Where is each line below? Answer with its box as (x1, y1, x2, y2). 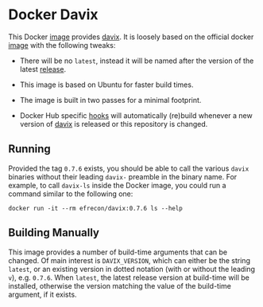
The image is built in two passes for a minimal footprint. (19, 95, 202, 104)
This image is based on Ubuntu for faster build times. (19, 80, 194, 89)
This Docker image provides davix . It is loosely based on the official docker (8, 32, 254, 41)
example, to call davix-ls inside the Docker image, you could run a (8, 180, 226, 190)
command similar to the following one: (8, 189, 133, 199)
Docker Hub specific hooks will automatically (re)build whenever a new (19, 110, 253, 120)
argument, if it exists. (8, 289, 77, 299)
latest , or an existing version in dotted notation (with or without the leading (8, 264, 256, 274)
